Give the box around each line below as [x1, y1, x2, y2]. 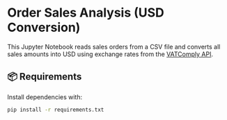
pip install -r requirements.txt [7, 106, 104, 113]
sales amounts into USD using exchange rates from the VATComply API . [7, 50, 214, 58]
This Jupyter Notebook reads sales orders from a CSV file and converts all [7, 42, 221, 51]
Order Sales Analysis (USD [7, 5, 165, 21]
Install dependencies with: [7, 92, 83, 101]
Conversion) [7, 19, 81, 35]
